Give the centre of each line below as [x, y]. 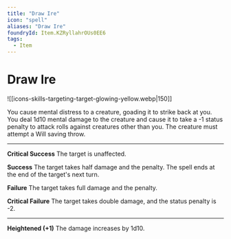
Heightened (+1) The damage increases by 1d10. [76, 228]
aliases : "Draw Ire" [37, 26]
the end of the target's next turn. [53, 174]
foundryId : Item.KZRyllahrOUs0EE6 [57, 33]
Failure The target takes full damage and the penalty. [82, 187]
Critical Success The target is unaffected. [67, 154]
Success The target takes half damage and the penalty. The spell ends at [111, 167]
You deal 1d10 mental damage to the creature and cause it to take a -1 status [115, 119]
